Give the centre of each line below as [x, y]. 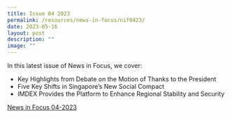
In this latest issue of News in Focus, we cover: [75, 66]
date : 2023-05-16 [32, 26]
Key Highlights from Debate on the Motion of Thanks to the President [117, 79]
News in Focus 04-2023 [42, 107]
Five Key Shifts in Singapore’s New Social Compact [91, 86]
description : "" [31, 40]
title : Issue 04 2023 [39, 14]
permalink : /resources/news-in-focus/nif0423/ [76, 20]
